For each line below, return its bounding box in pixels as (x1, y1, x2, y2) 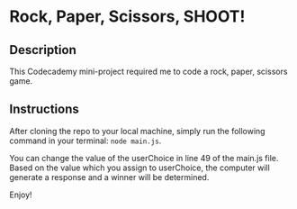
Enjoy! (9, 189, 33, 200)
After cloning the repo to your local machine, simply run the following (9, 125, 265, 136)
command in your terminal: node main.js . (9, 135, 162, 146)
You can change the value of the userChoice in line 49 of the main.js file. (9, 152, 279, 163)
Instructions (9, 102, 79, 117)
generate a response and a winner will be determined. (9, 171, 210, 182)
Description (9, 42, 76, 58)
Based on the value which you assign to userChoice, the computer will (9, 162, 270, 173)
